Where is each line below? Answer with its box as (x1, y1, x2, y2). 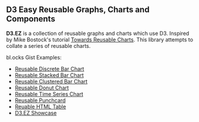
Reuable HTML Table (14, 103, 67, 110)
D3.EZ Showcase (14, 109, 57, 116)
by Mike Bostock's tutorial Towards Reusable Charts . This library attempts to (6, 36, 194, 43)
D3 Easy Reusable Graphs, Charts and (6, 5, 150, 15)
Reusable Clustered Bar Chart (14, 78, 88, 85)
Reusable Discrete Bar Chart (14, 65, 84, 72)
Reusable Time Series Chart (14, 90, 84, 97)
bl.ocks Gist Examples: (6, 53, 62, 61)
